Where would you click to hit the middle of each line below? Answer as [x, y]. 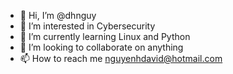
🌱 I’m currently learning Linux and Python [105, 36]
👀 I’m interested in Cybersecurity [87, 26]
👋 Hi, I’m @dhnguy [58, 15]
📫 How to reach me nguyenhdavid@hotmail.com [121, 58]
